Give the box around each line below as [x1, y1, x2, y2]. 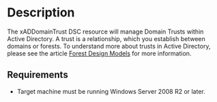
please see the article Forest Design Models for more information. [7, 49, 192, 58]
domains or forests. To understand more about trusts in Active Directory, [7, 42, 211, 50]
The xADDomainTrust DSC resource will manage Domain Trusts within [7, 27, 204, 36]
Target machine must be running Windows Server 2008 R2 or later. [16, 87, 206, 95]
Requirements [7, 69, 68, 81]
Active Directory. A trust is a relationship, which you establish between [7, 34, 206, 42]
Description [7, 5, 75, 21]
